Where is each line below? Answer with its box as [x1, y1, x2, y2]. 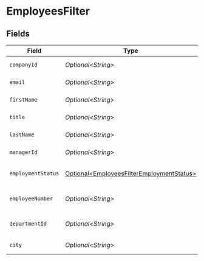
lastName [9, 131, 35, 138]
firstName [9, 96, 38, 103]
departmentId [9, 220, 47, 227]
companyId [9, 61, 38, 68]
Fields [6, 29, 30, 39]
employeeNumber [9, 195, 53, 202]
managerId [9, 149, 38, 156]
